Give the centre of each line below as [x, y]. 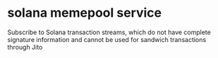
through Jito [25, 47]
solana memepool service [85, 13]
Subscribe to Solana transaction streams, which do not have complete [109, 32]
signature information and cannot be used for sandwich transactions [107, 39]
